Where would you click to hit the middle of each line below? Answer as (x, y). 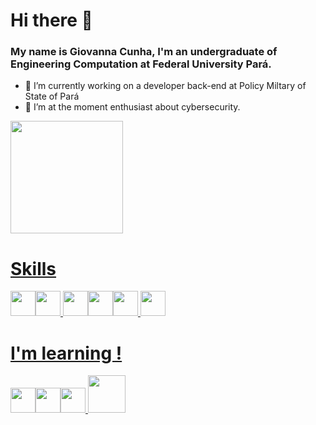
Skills (33, 268)
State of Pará (52, 96)
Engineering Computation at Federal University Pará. (141, 64)
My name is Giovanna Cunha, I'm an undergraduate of (144, 52)
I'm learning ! (66, 353)
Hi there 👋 (51, 20)
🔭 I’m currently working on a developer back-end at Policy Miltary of (165, 86)
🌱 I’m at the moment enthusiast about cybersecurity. (132, 107)
